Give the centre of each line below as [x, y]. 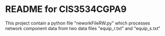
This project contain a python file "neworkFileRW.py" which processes [78, 23]
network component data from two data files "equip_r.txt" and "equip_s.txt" [83, 28]
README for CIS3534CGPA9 [66, 9]
